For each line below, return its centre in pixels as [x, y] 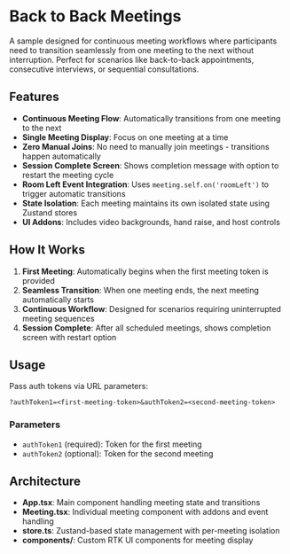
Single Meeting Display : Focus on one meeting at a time [125, 137]
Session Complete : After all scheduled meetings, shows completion [146, 328]
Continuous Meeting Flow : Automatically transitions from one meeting [151, 118]
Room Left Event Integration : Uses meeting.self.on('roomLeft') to [145, 184]
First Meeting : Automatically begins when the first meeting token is [145, 271]
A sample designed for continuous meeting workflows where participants [143, 41]
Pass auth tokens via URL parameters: [79, 386]
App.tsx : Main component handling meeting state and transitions [141, 503]
